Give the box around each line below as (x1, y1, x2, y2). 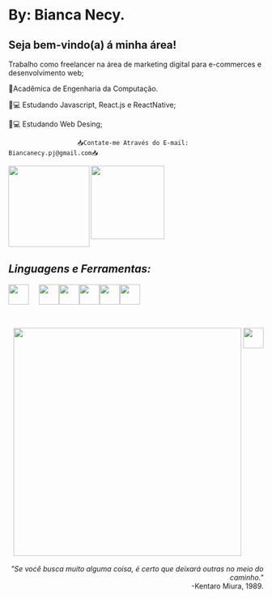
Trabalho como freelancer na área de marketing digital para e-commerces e (8, 59, 261, 69)
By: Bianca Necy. (8, 6, 125, 24)
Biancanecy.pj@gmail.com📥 (8, 149, 99, 157)
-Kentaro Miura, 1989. (191, 581, 264, 591)
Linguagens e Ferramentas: (8, 262, 151, 276)
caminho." (229, 573, 264, 583)
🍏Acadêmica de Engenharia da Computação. (8, 83, 159, 93)
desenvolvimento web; (8, 68, 84, 78)
